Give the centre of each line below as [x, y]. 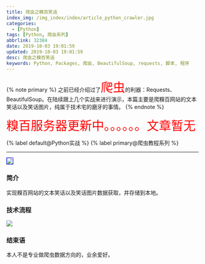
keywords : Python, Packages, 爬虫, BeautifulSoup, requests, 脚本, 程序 [98, 63]
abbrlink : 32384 [27, 40]
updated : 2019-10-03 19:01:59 [45, 52]
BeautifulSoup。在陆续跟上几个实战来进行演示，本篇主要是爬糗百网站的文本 [102, 99]
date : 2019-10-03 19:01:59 [41, 47]
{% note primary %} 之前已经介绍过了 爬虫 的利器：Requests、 [91, 87]
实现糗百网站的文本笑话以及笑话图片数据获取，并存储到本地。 [84, 192]
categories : [21, 23]
